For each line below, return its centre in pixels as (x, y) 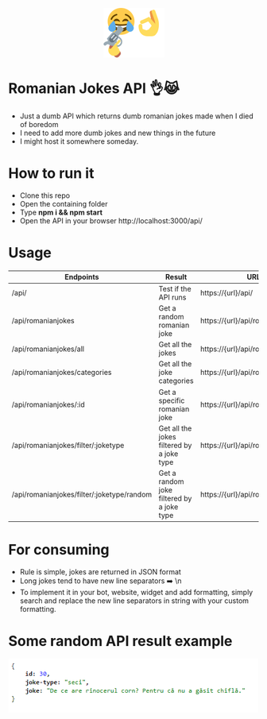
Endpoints (82, 277)
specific (172, 400)
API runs (172, 297)
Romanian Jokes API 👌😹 (94, 89)
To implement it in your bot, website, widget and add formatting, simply (136, 592)
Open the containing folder (64, 203)
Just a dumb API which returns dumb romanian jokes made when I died (137, 116)
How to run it (51, 174)
